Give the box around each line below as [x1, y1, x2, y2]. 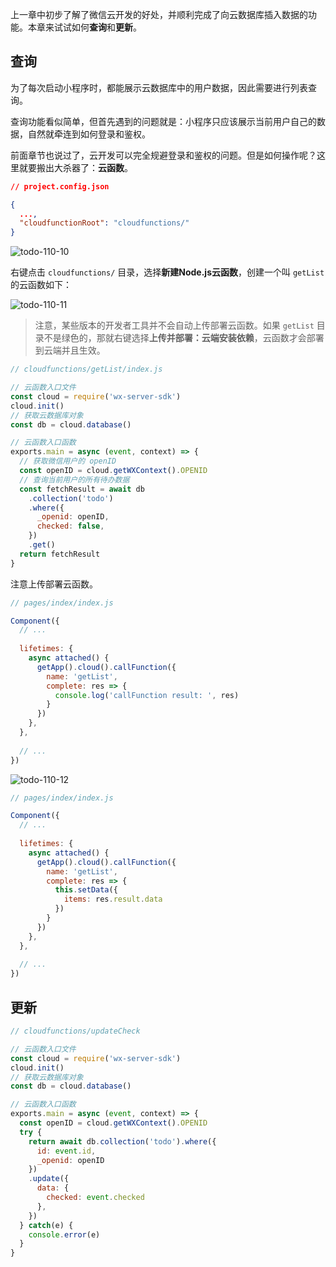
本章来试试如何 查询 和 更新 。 [27, 21, 142, 33]
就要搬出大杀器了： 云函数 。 [18, 161, 133, 173]
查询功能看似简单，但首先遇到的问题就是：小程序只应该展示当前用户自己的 [10, 115, 317, 127]
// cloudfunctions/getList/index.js [10, 364, 163, 375]
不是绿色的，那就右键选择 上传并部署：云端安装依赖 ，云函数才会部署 [43, 332, 325, 344]
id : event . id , [36, 1146, 97, 1156]
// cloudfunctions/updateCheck [10, 1026, 141, 1036]
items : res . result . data [63, 894, 163, 905]
